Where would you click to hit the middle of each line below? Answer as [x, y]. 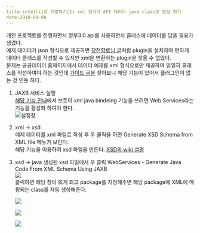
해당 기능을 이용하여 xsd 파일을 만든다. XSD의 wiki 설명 [79, 149]
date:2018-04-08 [26, 17]
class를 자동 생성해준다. [59, 189]
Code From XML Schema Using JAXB [61, 169]
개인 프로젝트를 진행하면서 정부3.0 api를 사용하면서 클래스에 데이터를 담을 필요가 [100, 35]
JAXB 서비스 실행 [35, 93]
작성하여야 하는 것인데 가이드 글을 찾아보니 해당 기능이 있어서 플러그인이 [101, 72]
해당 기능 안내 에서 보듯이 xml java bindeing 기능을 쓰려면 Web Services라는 [104, 100]
